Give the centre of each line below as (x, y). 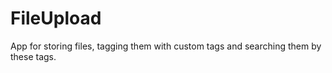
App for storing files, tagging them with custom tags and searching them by (166, 46)
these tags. (33, 56)
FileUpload (56, 18)
